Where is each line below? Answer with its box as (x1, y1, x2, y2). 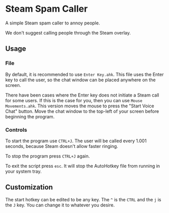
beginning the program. (5, 113, 55, 119)
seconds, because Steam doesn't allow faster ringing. (5, 143, 119, 149)
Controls (5, 126, 27, 133)
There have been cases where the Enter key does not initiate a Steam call (5, 92, 159, 98)
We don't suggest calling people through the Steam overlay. (5, 29, 131, 36)
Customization (5, 183, 53, 192)
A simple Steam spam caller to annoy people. (5, 20, 100, 26)
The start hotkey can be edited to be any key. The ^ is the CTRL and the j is (5, 196, 161, 202)
